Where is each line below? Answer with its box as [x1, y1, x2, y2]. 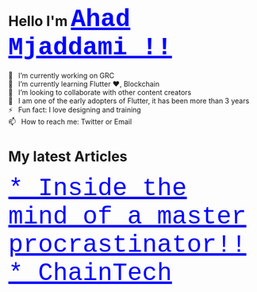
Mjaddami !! [8, 33, 173, 63]
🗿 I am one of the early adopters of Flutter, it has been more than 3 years [8, 96, 250, 106]
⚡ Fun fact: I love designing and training [8, 105, 141, 114]
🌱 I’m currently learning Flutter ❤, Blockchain [8, 79, 160, 88]
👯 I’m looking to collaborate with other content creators [8, 87, 192, 97]
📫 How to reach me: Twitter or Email [8, 117, 132, 126]
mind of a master [8, 202, 247, 231]
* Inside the [8, 174, 188, 203]
